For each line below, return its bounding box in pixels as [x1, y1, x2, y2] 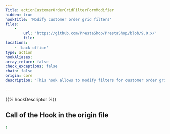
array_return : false [5, 59, 49, 64]
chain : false [5, 69, 33, 74]
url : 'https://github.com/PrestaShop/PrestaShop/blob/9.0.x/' [23, 31, 157, 36]
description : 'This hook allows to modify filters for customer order [5, 78, 157, 83]
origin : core [5, 73, 33, 78]
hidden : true [5, 12, 33, 17]
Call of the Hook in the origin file [5, 111, 109, 119]
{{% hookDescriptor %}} [5, 96, 57, 102]
